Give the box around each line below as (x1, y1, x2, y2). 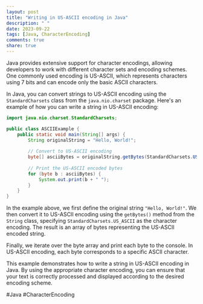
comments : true (6, 37, 45, 43)
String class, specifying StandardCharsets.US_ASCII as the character (6, 217, 177, 225)
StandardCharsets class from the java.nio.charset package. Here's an (6, 96, 181, 104)
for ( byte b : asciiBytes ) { (28, 171, 101, 177)
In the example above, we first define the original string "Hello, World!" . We (6, 204, 197, 212)
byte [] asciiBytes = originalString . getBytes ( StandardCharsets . (28, 154, 193, 160)
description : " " (6, 20, 50, 26)
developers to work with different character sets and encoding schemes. (6, 65, 187, 73)
